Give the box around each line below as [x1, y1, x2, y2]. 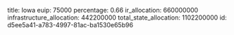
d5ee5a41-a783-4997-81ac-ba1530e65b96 [7, 21, 134, 29]
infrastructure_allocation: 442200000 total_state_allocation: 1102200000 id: [7, 13, 227, 22]
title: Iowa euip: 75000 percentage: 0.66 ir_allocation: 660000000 [7, 6, 199, 14]
